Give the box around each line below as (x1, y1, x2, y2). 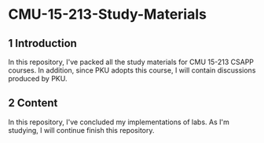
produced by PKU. (8, 74, 68, 83)
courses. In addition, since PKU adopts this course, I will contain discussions (8, 66, 256, 75)
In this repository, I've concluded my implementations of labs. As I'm (8, 117, 229, 127)
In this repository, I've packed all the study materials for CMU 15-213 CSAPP (8, 57, 254, 66)
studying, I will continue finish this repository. (8, 125, 155, 134)
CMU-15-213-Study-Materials (8, 5, 207, 23)
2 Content (8, 96, 58, 110)
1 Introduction (8, 37, 77, 50)
